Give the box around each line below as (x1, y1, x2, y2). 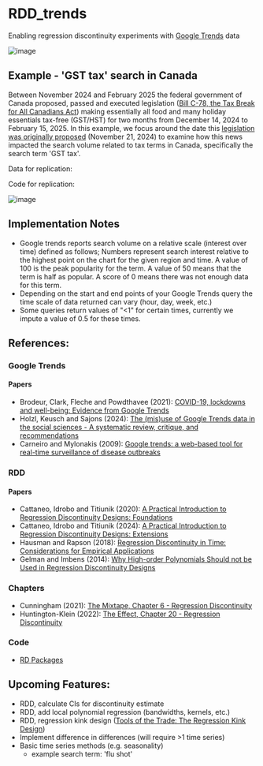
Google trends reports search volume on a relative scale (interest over (19, 238, 247, 248)
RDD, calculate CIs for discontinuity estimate (19, 699, 165, 708)
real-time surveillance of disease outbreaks (19, 447, 161, 458)
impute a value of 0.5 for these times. (19, 313, 141, 323)
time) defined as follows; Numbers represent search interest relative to (19, 246, 250, 256)
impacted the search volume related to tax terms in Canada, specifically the (8, 140, 254, 150)
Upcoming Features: (8, 678, 110, 691)
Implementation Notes (8, 218, 120, 231)
